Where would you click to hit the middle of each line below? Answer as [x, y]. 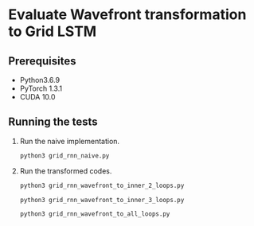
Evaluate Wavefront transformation [127, 15]
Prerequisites [42, 61]
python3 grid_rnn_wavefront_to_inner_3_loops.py [102, 200]
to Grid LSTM [53, 31]
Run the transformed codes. [66, 171]
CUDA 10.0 [37, 97]
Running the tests [53, 122]
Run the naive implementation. [70, 141]
